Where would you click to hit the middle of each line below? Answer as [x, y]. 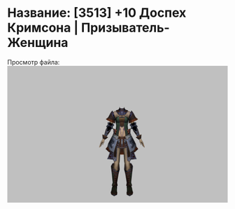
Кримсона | [43, 28]
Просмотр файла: [34, 62]
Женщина [38, 43]
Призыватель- [125, 28]
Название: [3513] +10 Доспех [97, 13]
